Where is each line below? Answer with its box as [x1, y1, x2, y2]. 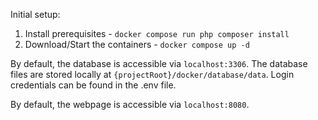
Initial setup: [10, 9, 61, 20]
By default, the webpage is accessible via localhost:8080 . [10, 99, 250, 110]
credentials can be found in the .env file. [10, 79, 177, 91]
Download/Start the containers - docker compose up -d [24, 39, 250, 50]
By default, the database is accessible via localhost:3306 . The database [10, 58, 308, 69]
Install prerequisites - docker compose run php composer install [24, 28, 290, 39]
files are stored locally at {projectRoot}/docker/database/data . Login [10, 69, 295, 80]
